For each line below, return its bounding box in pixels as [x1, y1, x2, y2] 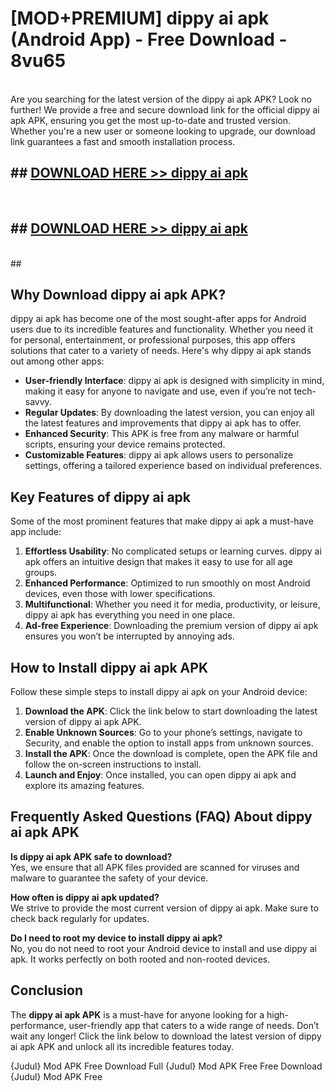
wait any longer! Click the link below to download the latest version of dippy [10, 1030, 322, 1042]
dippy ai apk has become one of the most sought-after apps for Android [10, 313, 307, 325]
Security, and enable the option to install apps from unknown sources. [24, 737, 314, 749]
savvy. [24, 396, 52, 408]
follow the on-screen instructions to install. [24, 758, 202, 770]
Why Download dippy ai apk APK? [10, 286, 227, 303]
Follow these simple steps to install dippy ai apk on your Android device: [10, 686, 308, 697]
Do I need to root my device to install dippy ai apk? [10, 932, 223, 944]
